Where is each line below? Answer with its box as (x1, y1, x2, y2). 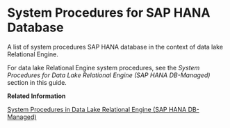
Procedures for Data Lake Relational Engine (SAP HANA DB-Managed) (7, 71, 211, 79)
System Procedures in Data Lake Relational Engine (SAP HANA (7, 105, 187, 113)
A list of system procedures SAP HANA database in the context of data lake (7, 42, 224, 51)
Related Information (7, 92, 66, 100)
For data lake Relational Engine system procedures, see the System (7, 63, 200, 72)
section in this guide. (7, 78, 67, 86)
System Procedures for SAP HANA (7, 5, 211, 21)
